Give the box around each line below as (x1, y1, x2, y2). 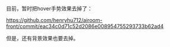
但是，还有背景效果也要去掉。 (6, 35, 79, 42)
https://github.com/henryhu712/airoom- (6, 17, 103, 23)
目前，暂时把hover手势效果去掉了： (6, 5, 93, 12)
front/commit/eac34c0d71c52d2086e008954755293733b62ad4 (6, 23, 164, 30)
